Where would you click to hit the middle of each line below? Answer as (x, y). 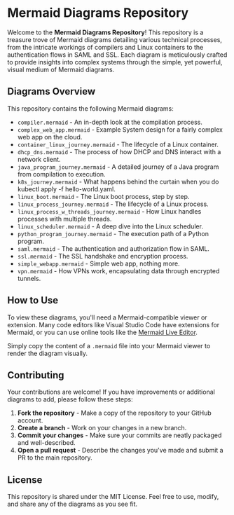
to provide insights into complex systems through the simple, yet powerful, (115, 62)
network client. (39, 159)
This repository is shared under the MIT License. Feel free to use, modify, (113, 497)
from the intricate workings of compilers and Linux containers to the (105, 47)
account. (30, 420)
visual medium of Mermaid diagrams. (61, 69)
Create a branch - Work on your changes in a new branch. (102, 428)
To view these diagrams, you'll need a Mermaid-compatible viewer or (108, 317)
